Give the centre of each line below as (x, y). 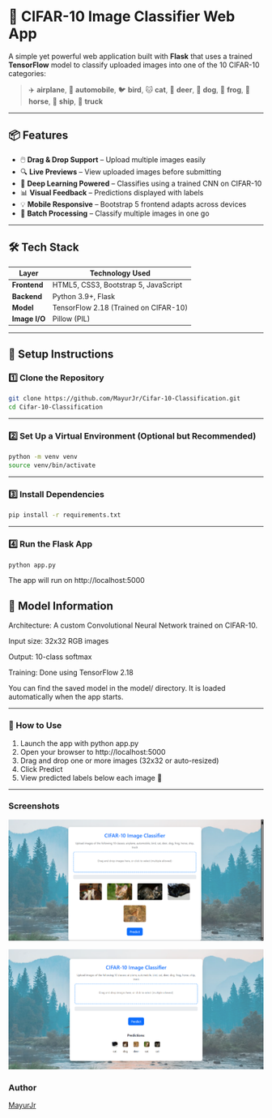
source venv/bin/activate (52, 465)
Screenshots (34, 806)
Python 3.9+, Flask (84, 296)
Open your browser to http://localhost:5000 (93, 752)
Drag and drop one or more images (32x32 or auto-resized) (119, 760)
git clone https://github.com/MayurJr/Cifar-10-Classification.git (125, 399)
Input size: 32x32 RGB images (59, 641)
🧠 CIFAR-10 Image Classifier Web (122, 17)
